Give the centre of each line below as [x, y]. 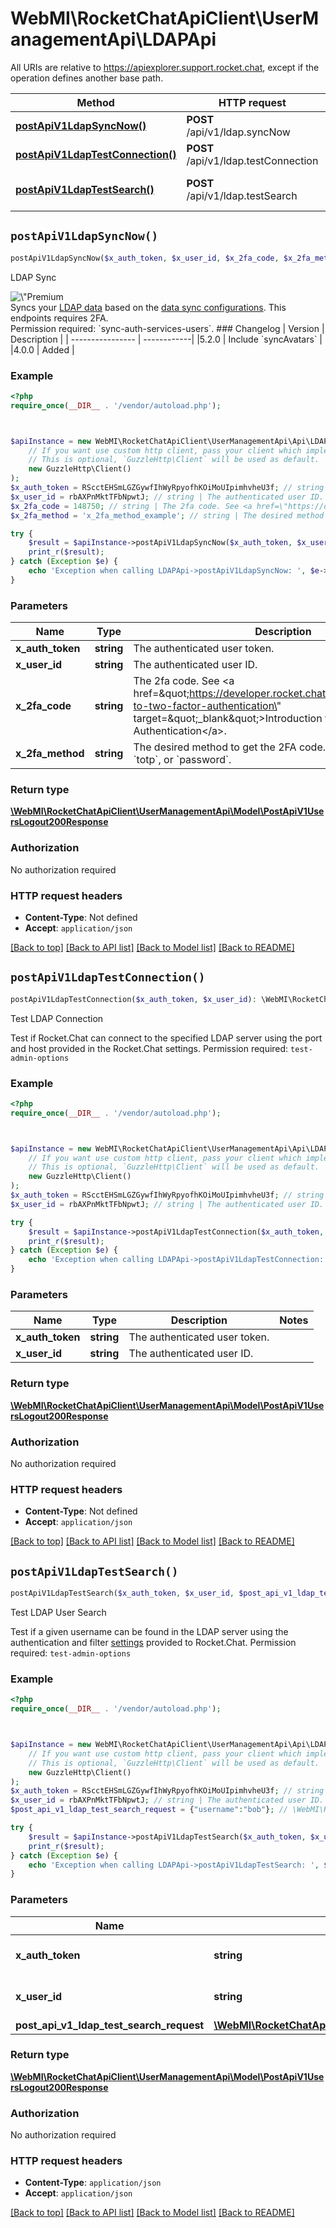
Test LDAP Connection [57, 1018]
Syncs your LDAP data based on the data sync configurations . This [148, 307]
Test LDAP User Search [58, 1612]
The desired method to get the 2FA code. [230, 747]
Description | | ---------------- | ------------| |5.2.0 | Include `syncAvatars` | [166, 339]
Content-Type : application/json [93, 2183]
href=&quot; [161, 694]
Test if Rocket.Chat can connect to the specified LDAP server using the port [166, 1038]
